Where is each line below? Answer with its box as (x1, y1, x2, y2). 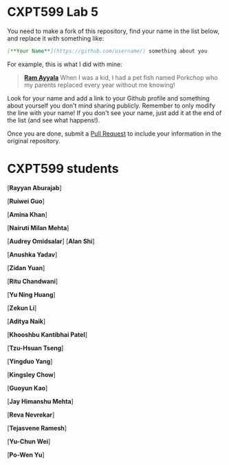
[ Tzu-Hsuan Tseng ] (7, 344, 64, 352)
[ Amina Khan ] (7, 210, 48, 218)
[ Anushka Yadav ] (7, 250, 58, 258)
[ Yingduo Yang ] (7, 357, 53, 365)
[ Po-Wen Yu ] (7, 451, 45, 459)
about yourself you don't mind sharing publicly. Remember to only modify (7, 101, 215, 110)
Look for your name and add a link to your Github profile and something (7, 94, 210, 102)
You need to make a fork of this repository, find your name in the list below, (7, 27, 220, 35)
